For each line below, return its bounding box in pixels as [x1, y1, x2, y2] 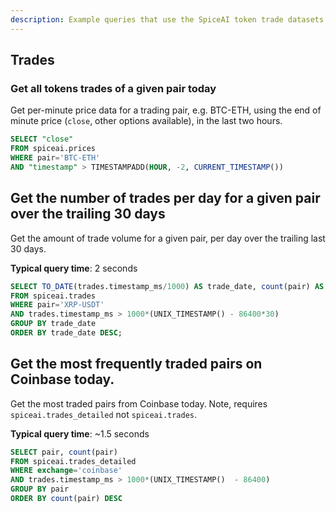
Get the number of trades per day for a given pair [10, 190, 321, 207]
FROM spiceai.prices [10, 144, 97, 154]
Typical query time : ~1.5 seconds [10, 427, 150, 440]
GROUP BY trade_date [10, 319, 97, 329]
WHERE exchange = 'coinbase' [10, 466, 123, 476]
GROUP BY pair [10, 484, 70, 495]
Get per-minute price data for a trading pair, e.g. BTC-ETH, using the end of [10, 104, 322, 116]
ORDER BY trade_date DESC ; [10, 328, 123, 338]
